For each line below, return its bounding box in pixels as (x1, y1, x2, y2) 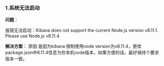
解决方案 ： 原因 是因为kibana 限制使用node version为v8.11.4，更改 (5, 43, 142, 49)
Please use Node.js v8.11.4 (5, 33, 60, 39)
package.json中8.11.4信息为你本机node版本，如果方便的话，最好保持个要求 (5, 49, 160, 55)
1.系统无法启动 (5, 4, 40, 11)
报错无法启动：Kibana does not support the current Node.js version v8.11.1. (5, 27, 159, 33)
